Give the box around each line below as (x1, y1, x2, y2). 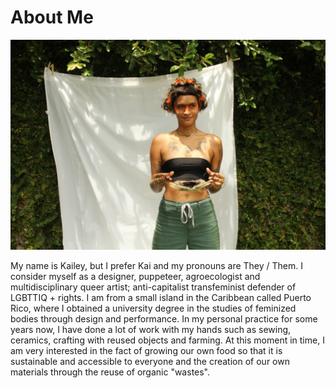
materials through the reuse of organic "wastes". (10, 366, 211, 378)
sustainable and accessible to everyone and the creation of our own (10, 355, 290, 367)
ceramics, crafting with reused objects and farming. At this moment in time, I (10, 334, 325, 346)
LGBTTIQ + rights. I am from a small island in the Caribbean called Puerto (10, 291, 312, 303)
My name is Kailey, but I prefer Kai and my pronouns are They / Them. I (10, 259, 303, 271)
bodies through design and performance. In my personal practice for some (10, 312, 318, 325)
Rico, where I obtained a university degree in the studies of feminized (10, 302, 297, 314)
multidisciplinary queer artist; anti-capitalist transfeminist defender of (10, 281, 297, 293)
